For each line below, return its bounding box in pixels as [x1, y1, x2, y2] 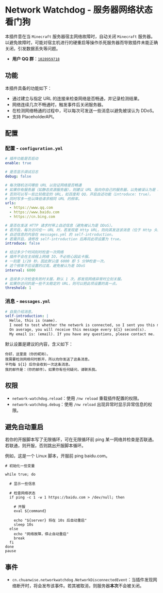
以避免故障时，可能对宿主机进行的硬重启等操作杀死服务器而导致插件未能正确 [5, 39, 158, 45]
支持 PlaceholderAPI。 [12, 113, 57, 119]
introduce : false [5, 241, 40, 246]
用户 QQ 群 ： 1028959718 [12, 56, 60, 62]
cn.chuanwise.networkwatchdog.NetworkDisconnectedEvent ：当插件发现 [12, 577, 153, 583]
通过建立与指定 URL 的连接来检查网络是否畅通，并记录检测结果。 [12, 95, 142, 101]
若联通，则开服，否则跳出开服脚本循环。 [5, 443, 86, 449]
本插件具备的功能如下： [5, 85, 52, 91]
